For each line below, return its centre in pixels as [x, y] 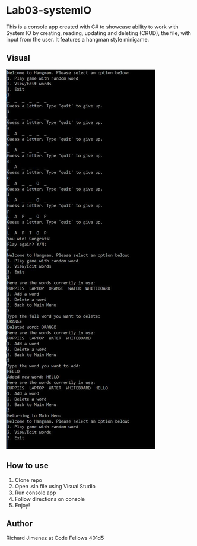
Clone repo [28, 480]
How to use [27, 466]
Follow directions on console [50, 499]
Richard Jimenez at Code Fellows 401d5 [55, 538]
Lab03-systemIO [49, 10]
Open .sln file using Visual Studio [55, 486]
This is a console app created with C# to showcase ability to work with [93, 27]
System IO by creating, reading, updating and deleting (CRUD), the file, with [99, 33]
